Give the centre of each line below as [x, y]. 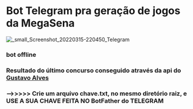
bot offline [21, 54]
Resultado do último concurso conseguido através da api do [94, 70]
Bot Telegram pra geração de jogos [93, 11]
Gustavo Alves [27, 77]
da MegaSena [40, 23]
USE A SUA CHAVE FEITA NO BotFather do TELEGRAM [85, 101]
